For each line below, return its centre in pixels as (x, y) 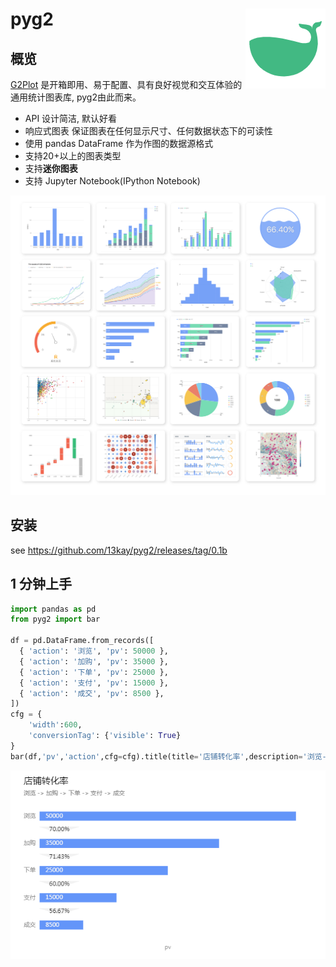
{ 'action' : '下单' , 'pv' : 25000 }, (94, 672)
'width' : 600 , (55, 725)
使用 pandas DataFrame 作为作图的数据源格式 (119, 143)
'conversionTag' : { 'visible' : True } (105, 736)
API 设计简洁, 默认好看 (71, 118)
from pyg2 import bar (55, 619)
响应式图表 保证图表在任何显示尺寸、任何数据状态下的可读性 (148, 131)
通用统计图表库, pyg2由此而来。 (76, 97)
